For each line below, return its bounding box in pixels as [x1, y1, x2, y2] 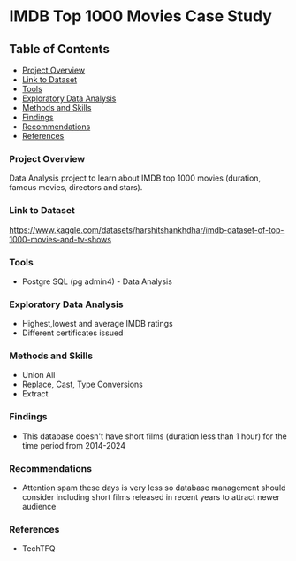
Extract [21, 388, 49, 399]
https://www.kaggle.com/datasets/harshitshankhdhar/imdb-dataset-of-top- [9, 224, 285, 235]
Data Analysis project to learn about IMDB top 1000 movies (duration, [9, 173, 262, 183]
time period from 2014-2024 [21, 440, 126, 450]
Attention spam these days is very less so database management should [21, 482, 286, 493]
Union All [21, 370, 56, 380]
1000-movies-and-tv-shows [9, 234, 112, 244]
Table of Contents [9, 42, 110, 57]
